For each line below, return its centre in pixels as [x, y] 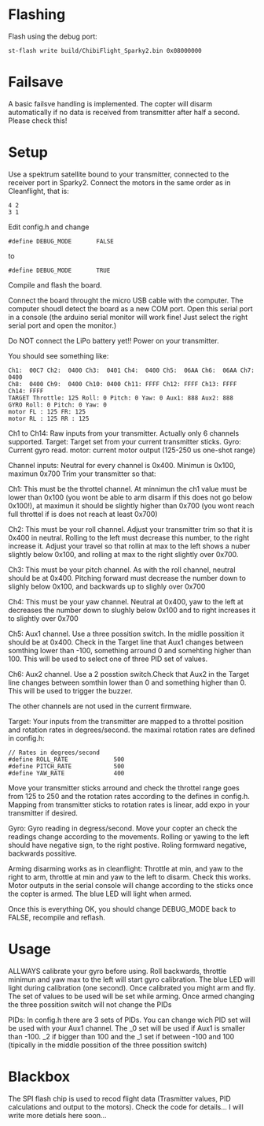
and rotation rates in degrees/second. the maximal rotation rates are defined [132, 730]
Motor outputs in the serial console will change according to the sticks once [131, 885]
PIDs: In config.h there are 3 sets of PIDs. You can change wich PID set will [129, 1020]
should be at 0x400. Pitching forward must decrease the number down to [127, 578]
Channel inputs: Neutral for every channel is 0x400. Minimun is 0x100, [122, 465]
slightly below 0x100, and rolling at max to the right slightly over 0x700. [123, 554]
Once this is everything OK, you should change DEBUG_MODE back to [122, 909]
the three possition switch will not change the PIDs [90, 1004]
